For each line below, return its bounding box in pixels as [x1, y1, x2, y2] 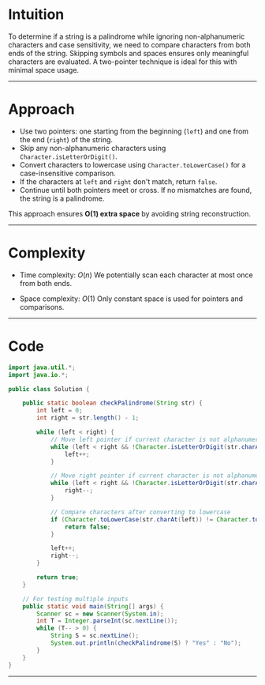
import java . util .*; [8, 363, 77, 371]
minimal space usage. [8, 65, 80, 74]
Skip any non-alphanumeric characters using [19, 143, 166, 152]
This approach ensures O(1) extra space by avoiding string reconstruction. [8, 209, 251, 218]
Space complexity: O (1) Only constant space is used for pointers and [19, 294, 243, 303]
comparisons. [19, 302, 65, 311]
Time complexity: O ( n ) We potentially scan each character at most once [19, 270, 254, 280]
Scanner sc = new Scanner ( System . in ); [36, 610, 164, 618]
